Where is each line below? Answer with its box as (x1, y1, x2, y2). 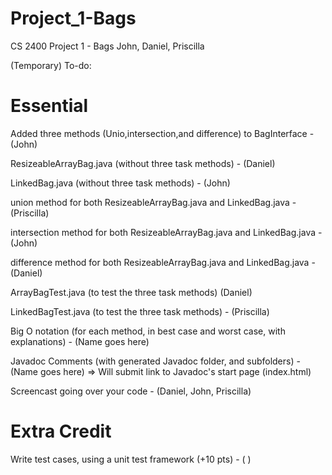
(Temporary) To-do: (10, 59, 92, 71)
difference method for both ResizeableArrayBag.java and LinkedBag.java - (10, 256, 316, 268)
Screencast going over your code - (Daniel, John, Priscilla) (10, 385, 252, 397)
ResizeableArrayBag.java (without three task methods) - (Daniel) (10, 157, 276, 169)
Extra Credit (10, 420, 112, 443)
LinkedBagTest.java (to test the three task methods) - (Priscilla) (10, 305, 270, 317)
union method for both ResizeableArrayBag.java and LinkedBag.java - (10, 196, 297, 208)
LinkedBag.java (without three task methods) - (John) (10, 177, 231, 189)
